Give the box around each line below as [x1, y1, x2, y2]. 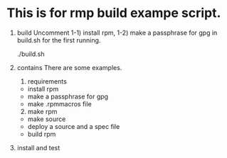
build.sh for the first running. [16, 35, 101, 44]
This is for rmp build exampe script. [6, 5, 221, 21]
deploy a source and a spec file [27, 122, 120, 130]
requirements [27, 77, 67, 86]
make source [27, 115, 66, 123]
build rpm [27, 130, 56, 138]
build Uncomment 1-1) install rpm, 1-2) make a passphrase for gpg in [16, 28, 218, 37]
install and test [16, 143, 60, 152]
